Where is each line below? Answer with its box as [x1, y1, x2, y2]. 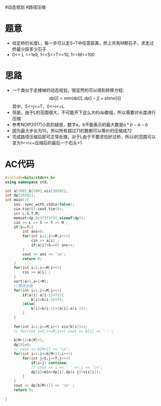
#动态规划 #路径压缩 [5, 4, 46, 10]
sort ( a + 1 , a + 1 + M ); [14, 279, 49, 284]
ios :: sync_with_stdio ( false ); [14, 202, 75, 207]
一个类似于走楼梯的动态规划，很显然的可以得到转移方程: [12, 87, 124, 93]
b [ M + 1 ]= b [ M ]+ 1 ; [14, 338, 45, 343]
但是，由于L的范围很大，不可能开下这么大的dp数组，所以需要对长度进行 [12, 109, 156, 115]
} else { [22, 301, 36, 307]
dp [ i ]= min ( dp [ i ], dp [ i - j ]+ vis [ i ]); [31, 369, 101, 374]
